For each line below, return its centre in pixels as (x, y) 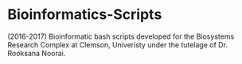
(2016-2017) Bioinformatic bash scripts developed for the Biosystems (121, 36)
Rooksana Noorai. (37, 53)
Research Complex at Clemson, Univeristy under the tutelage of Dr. (118, 44)
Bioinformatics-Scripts (85, 15)
